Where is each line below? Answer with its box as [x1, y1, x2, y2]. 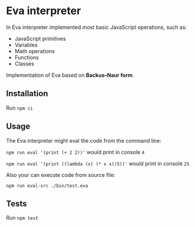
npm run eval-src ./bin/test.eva [6, 183, 88, 189]
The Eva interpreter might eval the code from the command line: [6, 137, 162, 144]
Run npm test [6, 214, 38, 222]
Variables [14, 41, 38, 48]
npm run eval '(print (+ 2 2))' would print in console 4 [6, 149, 145, 156]
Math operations [14, 47, 55, 54]
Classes [14, 60, 34, 67]
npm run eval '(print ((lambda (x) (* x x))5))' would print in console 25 [6, 160, 190, 167]
